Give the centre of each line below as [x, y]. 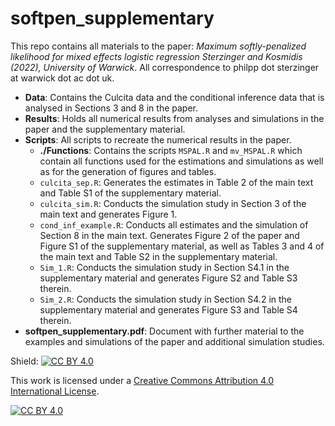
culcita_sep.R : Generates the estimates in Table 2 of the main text [176, 182]
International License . [55, 391]
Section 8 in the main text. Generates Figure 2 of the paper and [169, 235]
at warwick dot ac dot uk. [62, 78]
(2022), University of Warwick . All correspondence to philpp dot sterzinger [165, 67]
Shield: [24, 361]
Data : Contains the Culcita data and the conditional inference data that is [174, 97]
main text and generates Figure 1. [108, 214]
